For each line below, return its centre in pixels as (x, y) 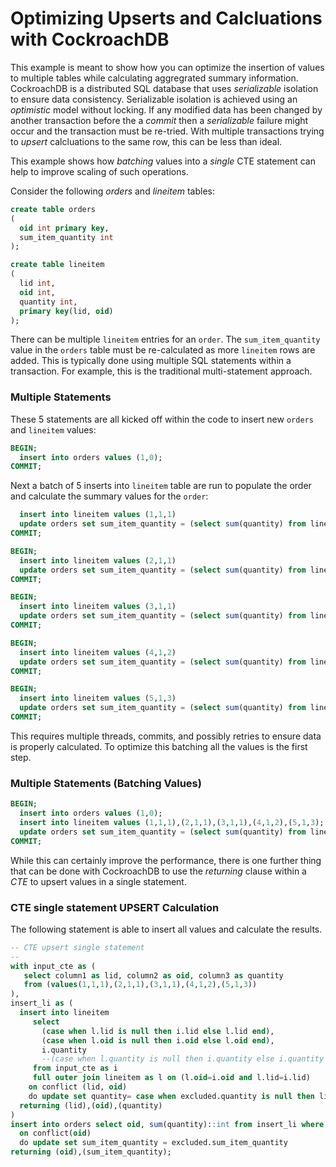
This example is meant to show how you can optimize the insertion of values (167, 67)
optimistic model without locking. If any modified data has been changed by (166, 109)
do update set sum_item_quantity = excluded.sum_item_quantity (153, 1143)
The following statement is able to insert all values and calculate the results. (166, 929)
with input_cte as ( (53, 966)
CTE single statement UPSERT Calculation (115, 907)
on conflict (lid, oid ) (78, 1087)
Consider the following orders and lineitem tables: (112, 191)
